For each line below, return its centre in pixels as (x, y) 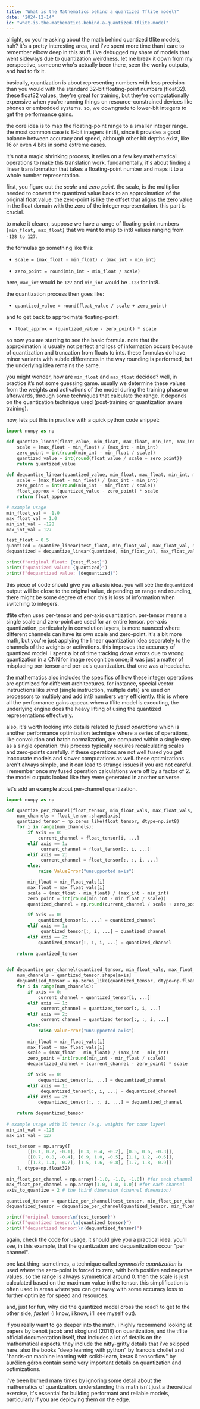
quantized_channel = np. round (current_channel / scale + (99, 904)
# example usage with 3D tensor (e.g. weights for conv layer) (86, 1124)
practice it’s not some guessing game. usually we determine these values (96, 383)
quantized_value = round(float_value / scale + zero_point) (91, 306)
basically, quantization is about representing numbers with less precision (96, 83)
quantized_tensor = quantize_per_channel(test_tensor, (76, 1201)
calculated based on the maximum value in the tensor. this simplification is (97, 1282)
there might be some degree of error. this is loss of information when (91, 597)
